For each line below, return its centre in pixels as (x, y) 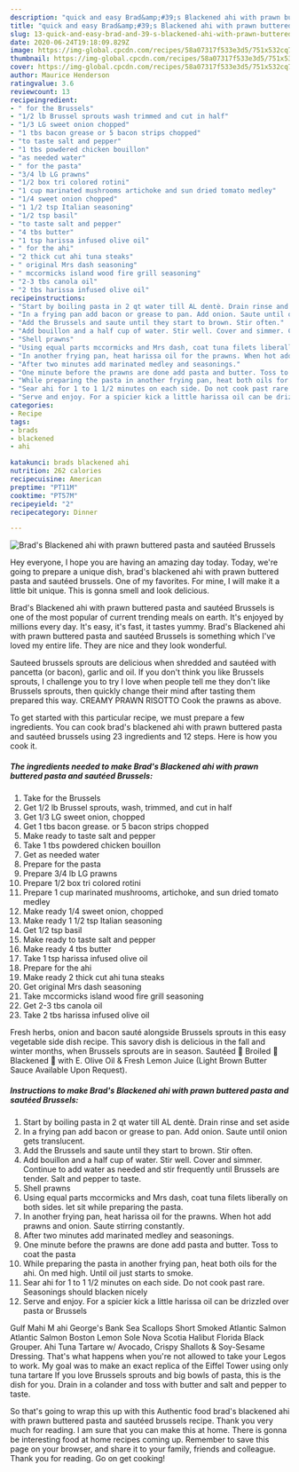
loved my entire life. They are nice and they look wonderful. (118, 645)
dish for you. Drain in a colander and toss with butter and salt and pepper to (149, 1385)
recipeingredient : (44, 100)
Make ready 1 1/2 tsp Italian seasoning (92, 921)
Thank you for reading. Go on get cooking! (88, 1459)
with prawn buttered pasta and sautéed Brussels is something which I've (143, 637)
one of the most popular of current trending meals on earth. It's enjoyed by (147, 617)
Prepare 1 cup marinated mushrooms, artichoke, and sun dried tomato (150, 892)
